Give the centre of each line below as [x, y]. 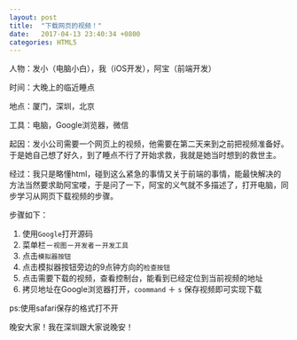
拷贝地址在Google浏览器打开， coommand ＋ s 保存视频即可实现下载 [142, 289]
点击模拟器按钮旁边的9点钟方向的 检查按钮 [96, 267]
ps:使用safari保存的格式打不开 [64, 308]
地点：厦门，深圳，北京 [52, 107]
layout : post [33, 17]
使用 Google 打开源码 [57, 234]
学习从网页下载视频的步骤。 [67, 196]
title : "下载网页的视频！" [55, 26]
